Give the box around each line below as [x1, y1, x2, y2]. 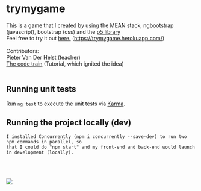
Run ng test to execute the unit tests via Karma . [6, 100, 125, 107]
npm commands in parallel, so [6, 139, 82, 145]
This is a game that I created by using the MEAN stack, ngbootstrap [6, 22, 174, 29]
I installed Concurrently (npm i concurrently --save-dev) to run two [6, 133, 187, 140]
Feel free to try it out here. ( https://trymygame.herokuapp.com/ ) [6, 34, 165, 42]
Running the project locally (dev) [6, 117, 131, 128]
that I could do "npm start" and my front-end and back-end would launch [6, 144, 196, 150]
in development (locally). [6, 149, 74, 155]
